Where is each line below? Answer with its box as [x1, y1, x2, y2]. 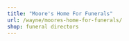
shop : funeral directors [7, 23, 79, 30]
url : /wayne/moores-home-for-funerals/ [7, 17, 123, 24]
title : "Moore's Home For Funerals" [7, 10, 113, 17]
